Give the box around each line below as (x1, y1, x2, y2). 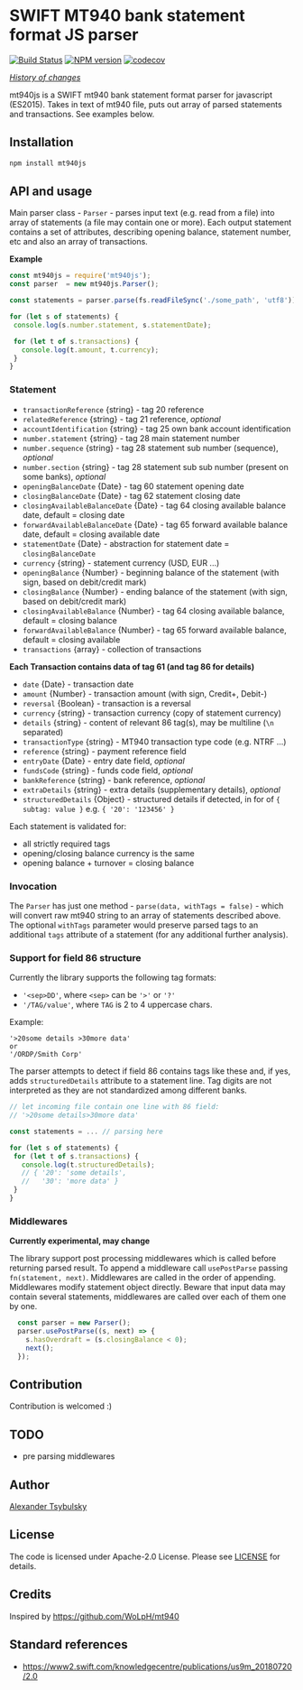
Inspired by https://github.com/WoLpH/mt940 (9, 1611, 179, 1621)
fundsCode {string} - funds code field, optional (22, 764, 194, 776)
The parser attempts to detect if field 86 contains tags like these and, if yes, (9, 1066, 291, 1076)
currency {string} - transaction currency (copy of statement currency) (22, 707, 282, 718)
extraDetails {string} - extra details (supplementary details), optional (22, 784, 281, 795)
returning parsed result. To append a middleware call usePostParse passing (9, 1262, 289, 1273)
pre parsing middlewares (22, 1451, 115, 1462)
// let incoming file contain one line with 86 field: (9, 1103, 220, 1112)
